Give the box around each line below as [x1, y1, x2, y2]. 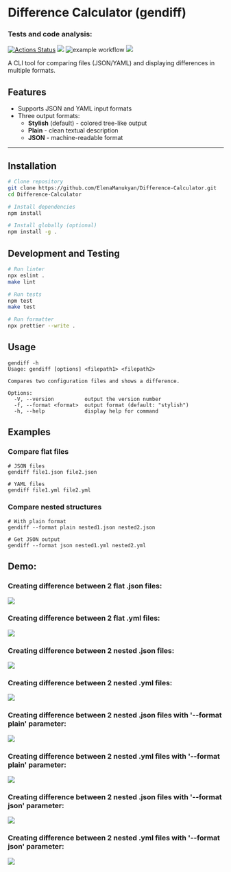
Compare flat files [8, 447, 69, 457]
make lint [8, 278, 36, 286]
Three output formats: [17, 112, 80, 120]
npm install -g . [8, 229, 58, 236]
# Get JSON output [8, 536, 60, 543]
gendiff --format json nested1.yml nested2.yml [8, 542, 147, 549]
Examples [8, 426, 51, 438]
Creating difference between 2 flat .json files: [8, 582, 162, 591]
